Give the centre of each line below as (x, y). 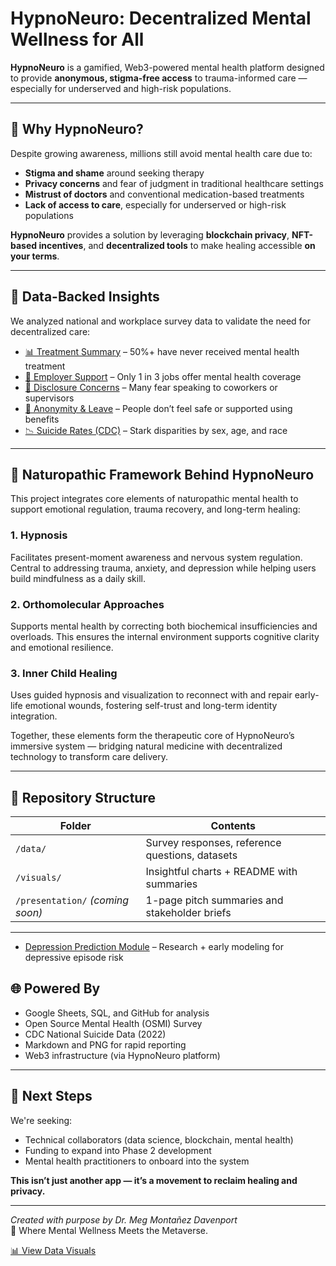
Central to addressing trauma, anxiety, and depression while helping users (163, 568)
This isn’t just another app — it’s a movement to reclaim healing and (154, 1180)
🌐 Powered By (55, 988)
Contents (233, 826)
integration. (34, 716)
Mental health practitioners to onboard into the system (137, 1161)
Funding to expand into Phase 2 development (118, 1150)
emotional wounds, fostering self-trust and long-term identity (151, 706)
